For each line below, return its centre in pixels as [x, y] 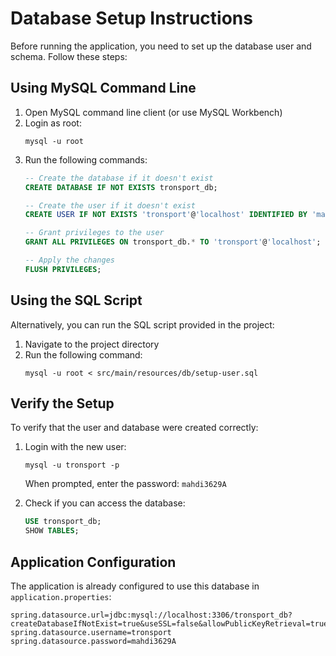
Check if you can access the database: [105, 503]
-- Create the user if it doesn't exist [110, 205]
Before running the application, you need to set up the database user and [161, 46]
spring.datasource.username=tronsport [91, 632]
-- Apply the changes [69, 260]
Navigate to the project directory [92, 344]
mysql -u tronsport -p [72, 465]
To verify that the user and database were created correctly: [134, 428]
